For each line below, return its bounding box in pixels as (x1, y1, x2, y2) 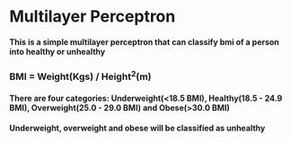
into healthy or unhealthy (9, 46, 106, 57)
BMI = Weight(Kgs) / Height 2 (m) (9, 68, 152, 83)
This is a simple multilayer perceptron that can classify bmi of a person (9, 36, 280, 47)
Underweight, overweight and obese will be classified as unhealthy (9, 123, 266, 134)
